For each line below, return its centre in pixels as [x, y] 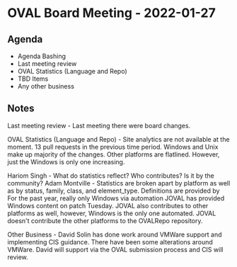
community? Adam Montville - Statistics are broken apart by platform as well [119, 183]
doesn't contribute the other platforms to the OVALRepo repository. [105, 220]
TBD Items [33, 79]
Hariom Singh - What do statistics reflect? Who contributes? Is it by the [111, 176]
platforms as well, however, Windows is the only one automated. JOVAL [112, 213]
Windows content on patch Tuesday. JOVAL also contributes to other [108, 205]
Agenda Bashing [41, 56]
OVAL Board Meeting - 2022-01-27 [111, 13]
